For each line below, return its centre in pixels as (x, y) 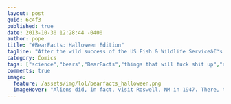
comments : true (29, 70)
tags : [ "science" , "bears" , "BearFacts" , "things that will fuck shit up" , (113, 64)
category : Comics (32, 58)
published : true (30, 26)
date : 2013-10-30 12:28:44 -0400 (55, 32)
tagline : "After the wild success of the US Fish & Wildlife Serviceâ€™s (115, 52)
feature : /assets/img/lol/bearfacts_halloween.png (87, 83)
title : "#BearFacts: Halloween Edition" (66, 45)
